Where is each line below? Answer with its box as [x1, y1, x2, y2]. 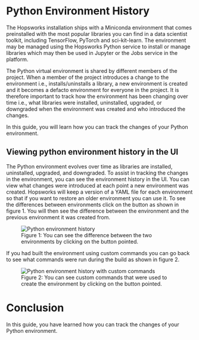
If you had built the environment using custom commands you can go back [6, 249, 190, 256]
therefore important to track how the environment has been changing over [6, 93, 189, 100]
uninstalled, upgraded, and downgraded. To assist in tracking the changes [6, 169, 189, 176]
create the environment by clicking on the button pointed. [21, 280, 162, 287]
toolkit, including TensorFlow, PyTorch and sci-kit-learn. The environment [6, 36, 186, 44]
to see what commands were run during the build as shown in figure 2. [6, 256, 180, 263]
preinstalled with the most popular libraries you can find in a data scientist [6, 30, 188, 37]
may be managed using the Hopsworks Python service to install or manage [6, 43, 191, 50]
